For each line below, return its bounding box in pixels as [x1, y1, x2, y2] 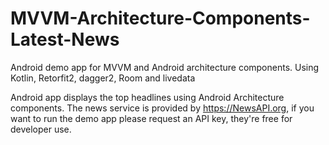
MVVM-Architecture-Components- [10, 7, 311, 30]
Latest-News [10, 28, 120, 51]
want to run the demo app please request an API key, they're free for [10, 112, 293, 124]
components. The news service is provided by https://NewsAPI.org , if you [10, 102, 315, 114]
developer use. [10, 123, 72, 135]
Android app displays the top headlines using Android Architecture [10, 91, 285, 103]
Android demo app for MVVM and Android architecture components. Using [10, 61, 320, 73]
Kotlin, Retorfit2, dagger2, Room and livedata [10, 72, 196, 84]
